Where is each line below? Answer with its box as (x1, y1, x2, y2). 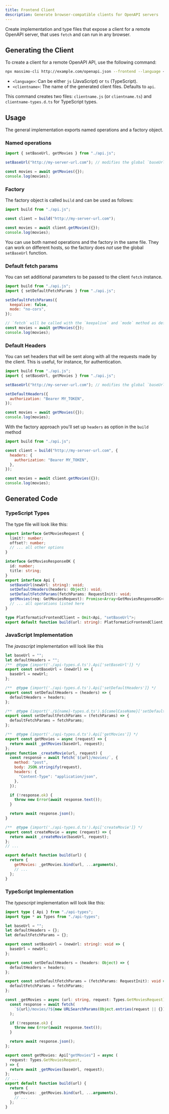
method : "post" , (14, 760, 49, 765)
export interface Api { (5, 578, 55, 583)
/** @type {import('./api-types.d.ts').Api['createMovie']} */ (5, 825, 143, 830)
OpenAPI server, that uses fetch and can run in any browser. (5, 31, 131, 37)
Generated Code (5, 494, 58, 503)
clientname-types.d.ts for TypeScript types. (5, 99, 98, 105)
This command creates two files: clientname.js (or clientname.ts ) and (5, 93, 152, 99)
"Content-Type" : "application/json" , (18, 774, 98, 779)
